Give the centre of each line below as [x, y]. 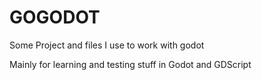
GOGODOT [55, 17]
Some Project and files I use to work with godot [107, 45]
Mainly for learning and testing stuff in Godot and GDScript [130, 64]
